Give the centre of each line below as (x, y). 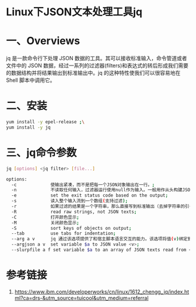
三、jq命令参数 (41, 153)
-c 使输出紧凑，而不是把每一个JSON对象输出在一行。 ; (83, 185)
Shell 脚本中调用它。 (31, 80)
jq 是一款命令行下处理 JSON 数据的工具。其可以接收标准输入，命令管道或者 (97, 58)
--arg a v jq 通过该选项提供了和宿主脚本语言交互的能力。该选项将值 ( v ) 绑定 (99, 239)
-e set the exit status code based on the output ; (90, 196)
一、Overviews (43, 41)
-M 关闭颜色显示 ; (45, 223)
